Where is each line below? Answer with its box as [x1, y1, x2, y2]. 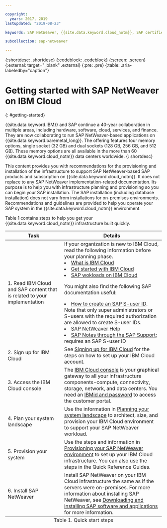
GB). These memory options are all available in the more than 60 [5, 148, 137, 154]
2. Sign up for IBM [7, 349, 50, 356]
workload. [64, 430, 87, 437]
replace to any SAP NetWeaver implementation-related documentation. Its [5, 179, 157, 185]
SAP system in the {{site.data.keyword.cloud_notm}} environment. [5, 205, 141, 212]
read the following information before [64, 247, 151, 254]
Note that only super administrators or [64, 307, 153, 314]
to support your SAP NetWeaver [64, 424, 139, 431]
